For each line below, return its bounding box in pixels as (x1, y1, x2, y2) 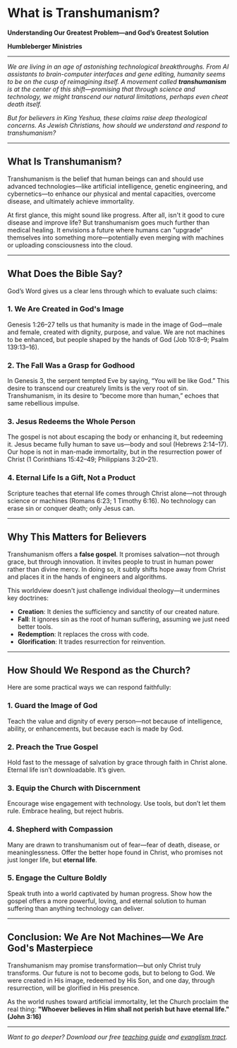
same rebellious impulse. (7, 399, 80, 408)
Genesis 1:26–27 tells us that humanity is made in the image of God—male (7, 320, 222, 329)
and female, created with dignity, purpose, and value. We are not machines (7, 327, 226, 336)
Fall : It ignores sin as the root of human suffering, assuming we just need (17, 615, 230, 623)
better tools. (17, 622, 53, 630)
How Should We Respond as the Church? (7, 664, 191, 676)
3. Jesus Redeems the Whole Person (7, 417, 136, 427)
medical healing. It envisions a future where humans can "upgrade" (7, 225, 203, 234)
